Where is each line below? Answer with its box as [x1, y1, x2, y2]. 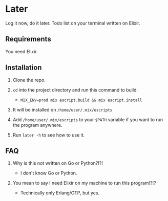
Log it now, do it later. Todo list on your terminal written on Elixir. [5, 20, 140, 26]
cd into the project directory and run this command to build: [12, 86, 138, 93]
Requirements [5, 35, 51, 43]
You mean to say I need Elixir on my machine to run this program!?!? [12, 180, 156, 186]
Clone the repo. [12, 77, 46, 83]
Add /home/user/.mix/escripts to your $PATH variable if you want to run [12, 116, 163, 123]
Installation [5, 63, 42, 72]
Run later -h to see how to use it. [12, 131, 85, 138]
